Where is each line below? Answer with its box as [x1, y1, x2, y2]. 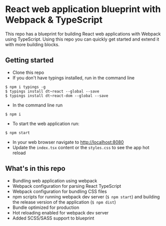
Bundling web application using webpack [12, 177, 97, 184]
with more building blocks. [5, 41, 60, 47]
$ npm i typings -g [5, 84, 46, 89]
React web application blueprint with [5, 4, 161, 15]
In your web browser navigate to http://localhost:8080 [12, 139, 124, 145]
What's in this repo [5, 164, 66, 173]
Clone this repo [12, 69, 44, 75]
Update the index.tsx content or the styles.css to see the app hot [12, 144, 149, 150]
